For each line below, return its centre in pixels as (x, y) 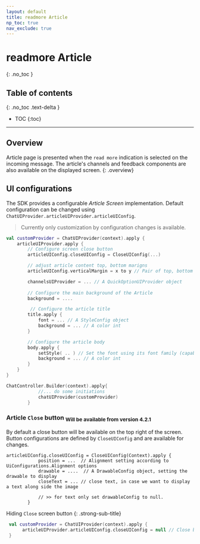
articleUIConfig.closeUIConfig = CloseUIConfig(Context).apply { (89, 455)
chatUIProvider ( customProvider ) (78, 397)
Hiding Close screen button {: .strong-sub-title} (64, 513)
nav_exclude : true (29, 28)
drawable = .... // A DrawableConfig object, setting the (112, 471)
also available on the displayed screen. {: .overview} (70, 170)
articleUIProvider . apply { (50, 244)
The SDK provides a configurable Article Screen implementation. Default (95, 203)
